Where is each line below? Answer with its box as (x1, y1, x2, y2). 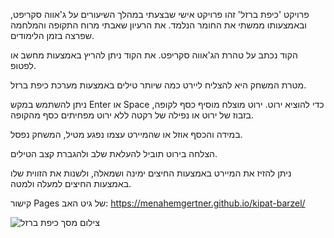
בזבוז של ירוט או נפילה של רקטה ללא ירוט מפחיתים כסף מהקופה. (10, 109, 255, 121)
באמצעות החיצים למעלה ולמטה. (10, 178, 132, 189)
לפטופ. (10, 60, 37, 71)
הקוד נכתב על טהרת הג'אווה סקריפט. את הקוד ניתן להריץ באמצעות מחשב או (10, 49, 298, 61)
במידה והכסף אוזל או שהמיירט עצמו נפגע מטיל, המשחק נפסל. (10, 129, 243, 140)
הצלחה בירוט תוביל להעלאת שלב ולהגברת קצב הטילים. (10, 148, 218, 159)
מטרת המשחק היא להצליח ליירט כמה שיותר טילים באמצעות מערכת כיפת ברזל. (10, 79, 307, 91)
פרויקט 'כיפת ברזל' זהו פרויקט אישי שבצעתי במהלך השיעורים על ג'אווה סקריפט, (10, 9, 310, 20)
